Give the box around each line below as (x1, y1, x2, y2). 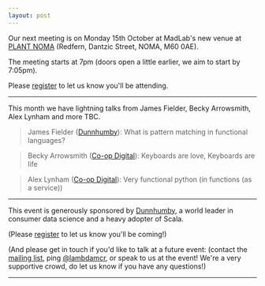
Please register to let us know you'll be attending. (8, 81, 169, 90)
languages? (27, 135, 65, 145)
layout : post (8, 11, 51, 20)
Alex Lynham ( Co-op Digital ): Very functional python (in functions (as (27, 175, 252, 184)
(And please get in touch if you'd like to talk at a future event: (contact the (8, 244, 248, 254)
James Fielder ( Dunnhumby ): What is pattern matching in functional (27, 127, 248, 137)
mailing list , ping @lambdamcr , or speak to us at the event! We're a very (8, 253, 242, 262)
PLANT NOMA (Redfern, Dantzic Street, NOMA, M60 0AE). (8, 41, 199, 51)
